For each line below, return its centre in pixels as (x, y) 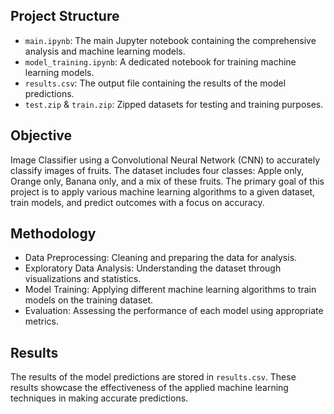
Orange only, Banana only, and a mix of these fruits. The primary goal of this (167, 181)
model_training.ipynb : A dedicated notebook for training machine (160, 61)
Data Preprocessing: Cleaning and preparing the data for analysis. (161, 258)
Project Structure (65, 16)
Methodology (53, 234)
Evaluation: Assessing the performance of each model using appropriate (174, 311)
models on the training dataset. (89, 300)
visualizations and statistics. (83, 279)
